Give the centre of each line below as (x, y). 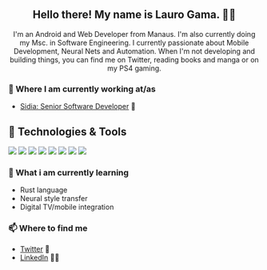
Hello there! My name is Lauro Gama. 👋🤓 (134, 15)
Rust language (44, 190)
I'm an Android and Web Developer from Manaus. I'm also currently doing (134, 34)
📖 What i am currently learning (69, 172)
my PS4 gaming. (134, 68)
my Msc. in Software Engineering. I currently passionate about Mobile (134, 42)
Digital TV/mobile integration (67, 207)
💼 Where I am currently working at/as (82, 89)
